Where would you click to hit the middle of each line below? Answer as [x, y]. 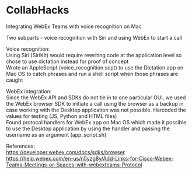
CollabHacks [38, 10]
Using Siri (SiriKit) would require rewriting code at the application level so [94, 55]
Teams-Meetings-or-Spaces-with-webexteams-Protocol [74, 165]
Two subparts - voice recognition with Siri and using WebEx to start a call [94, 37]
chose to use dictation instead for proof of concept [67, 61]
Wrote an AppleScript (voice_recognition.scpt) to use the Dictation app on [95, 67]
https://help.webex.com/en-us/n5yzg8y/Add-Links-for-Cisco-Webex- [90, 158]
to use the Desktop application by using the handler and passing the [88, 128]
